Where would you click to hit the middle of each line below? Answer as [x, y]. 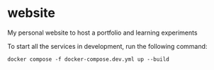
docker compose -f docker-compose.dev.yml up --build [89, 59]
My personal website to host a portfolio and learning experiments [102, 33]
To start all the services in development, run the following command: [107, 46]
